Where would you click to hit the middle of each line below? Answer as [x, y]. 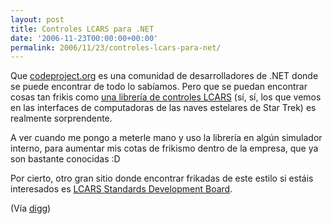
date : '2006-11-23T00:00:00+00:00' [84, 38]
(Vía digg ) [31, 208]
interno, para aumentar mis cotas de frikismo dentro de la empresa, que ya [164, 148]
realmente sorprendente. [61, 118]
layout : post [37, 19]
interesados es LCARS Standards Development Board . [121, 189]
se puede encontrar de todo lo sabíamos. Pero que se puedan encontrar [159, 87]
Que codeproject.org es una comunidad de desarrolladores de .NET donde [164, 76]
